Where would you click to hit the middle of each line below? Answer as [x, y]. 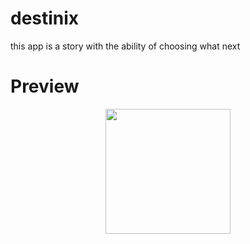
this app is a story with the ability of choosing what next [125, 46]
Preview [45, 86]
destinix [45, 18]
